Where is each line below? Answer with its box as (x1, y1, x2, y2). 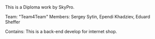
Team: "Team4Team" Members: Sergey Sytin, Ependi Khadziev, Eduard (5, 14, 151, 19)
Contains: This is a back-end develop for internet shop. (5, 29, 117, 34)
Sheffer (5, 19, 21, 25)
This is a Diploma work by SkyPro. (5, 4, 75, 10)
